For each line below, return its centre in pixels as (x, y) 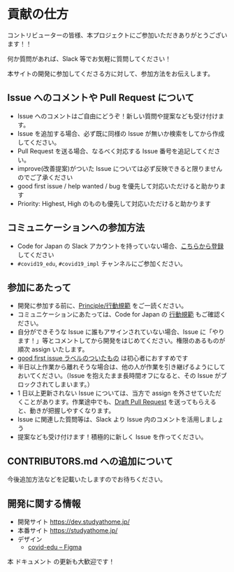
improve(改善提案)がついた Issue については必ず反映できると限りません (120, 168)
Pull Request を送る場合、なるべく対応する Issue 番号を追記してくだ (116, 151)
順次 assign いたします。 (53, 349)
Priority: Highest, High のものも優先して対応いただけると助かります (114, 203)
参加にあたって (39, 287)
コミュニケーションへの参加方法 (76, 228)
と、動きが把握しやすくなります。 (66, 411)
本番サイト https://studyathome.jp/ (67, 530)
